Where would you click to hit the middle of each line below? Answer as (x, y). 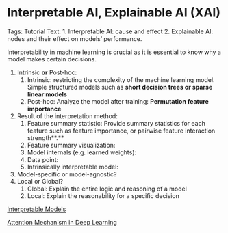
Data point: (43, 159)
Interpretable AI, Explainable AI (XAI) (114, 13)
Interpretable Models (37, 209)
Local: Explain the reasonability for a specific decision (103, 195)
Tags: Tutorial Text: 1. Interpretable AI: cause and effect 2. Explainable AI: (110, 31)
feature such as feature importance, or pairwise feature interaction (121, 131)
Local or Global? (40, 181)
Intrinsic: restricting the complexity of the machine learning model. (121, 79)
